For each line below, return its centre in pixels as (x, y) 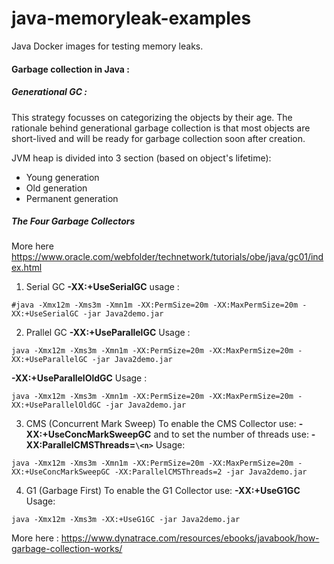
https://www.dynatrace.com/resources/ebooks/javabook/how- (190, 538)
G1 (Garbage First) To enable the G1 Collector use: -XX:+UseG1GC (163, 491)
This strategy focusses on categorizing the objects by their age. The (152, 117)
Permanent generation (72, 198)
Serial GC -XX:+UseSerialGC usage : (102, 287)
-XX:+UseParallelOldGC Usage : (79, 378)
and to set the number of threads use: (231, 434)
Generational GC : (49, 92)
